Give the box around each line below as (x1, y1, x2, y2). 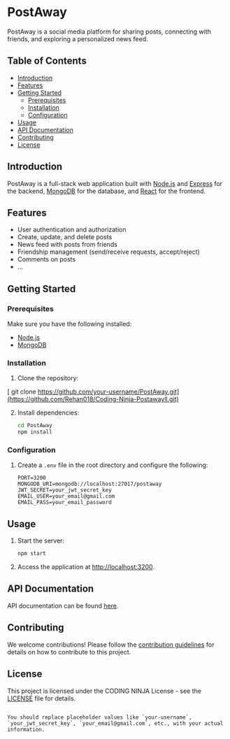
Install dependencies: (17, 408, 80, 417)
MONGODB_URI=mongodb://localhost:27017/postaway (17, 480, 162, 488)
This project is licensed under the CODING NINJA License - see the (7, 687, 201, 695)
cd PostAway (17, 422, 52, 429)
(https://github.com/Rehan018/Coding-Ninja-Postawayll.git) (7, 395, 180, 403)
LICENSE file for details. (7, 694, 76, 703)
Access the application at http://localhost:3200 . (17, 563, 155, 571)
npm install (17, 429, 52, 436)
